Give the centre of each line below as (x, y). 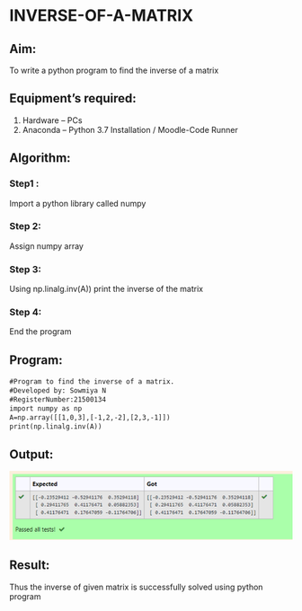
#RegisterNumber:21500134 (58, 400)
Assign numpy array (46, 246)
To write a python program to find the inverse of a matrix (114, 70)
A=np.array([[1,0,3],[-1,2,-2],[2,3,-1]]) (90, 418)
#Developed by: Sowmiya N (58, 391)
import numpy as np (46, 409)
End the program (40, 332)
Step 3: (26, 269)
